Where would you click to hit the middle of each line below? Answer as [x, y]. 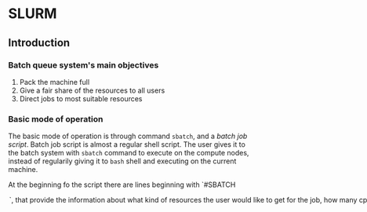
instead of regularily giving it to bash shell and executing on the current [122, 161]
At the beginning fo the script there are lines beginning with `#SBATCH [122, 185]
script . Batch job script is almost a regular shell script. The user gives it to [127, 144]
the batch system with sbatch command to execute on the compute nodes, [129, 153]
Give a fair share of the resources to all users [92, 90]
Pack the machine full [55, 82]
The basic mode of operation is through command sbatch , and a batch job [128, 136]
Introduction [39, 43]
